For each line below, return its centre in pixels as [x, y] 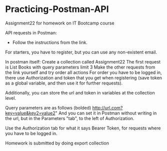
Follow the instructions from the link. [50, 42]
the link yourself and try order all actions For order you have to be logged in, [83, 72]
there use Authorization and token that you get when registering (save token [84, 77]
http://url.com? [107, 107]
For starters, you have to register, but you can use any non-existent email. [81, 52]
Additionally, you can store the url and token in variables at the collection [80, 92]
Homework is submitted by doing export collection [57, 143]
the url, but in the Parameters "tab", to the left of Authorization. [70, 118]
